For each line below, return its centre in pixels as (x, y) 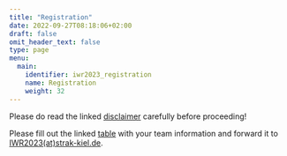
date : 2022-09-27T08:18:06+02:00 (71, 26)
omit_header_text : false (55, 42)
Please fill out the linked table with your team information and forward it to (143, 133)
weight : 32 (45, 91)
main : (27, 67)
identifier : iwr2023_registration (88, 75)
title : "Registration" (51, 17)
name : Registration (61, 83)
